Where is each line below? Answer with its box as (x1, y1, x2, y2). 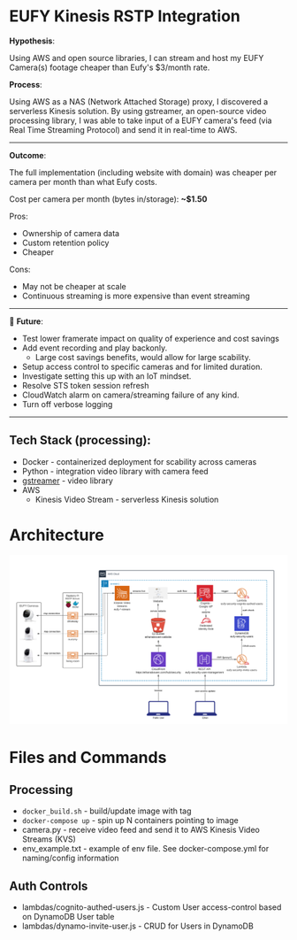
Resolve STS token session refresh (21, 380, 149, 390)
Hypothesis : (9, 35, 56, 46)
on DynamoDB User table (21, 912, 115, 922)
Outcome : (9, 150, 47, 160)
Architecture (9, 525, 104, 545)
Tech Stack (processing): (9, 433, 152, 448)
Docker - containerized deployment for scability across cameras (21, 456, 257, 466)
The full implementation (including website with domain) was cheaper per (9, 166, 278, 178)
